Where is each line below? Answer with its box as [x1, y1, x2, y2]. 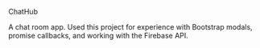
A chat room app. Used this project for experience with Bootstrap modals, [8, 22, 253, 31]
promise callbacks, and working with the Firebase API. [8, 31, 189, 40]
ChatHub [8, 7, 39, 16]
